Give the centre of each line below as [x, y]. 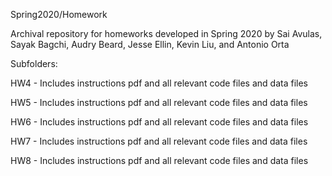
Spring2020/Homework [59, 14]
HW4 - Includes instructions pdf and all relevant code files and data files [159, 83]
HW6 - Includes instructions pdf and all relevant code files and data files [159, 122]
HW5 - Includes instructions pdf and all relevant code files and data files [159, 102]
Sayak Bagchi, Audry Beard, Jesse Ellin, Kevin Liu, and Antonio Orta [150, 44]
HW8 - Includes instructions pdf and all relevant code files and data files [159, 160]
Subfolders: [34, 63]
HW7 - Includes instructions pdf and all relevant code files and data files [159, 141]
